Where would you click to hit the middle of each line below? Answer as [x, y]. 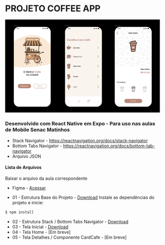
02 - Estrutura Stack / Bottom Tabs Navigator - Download [70, 221]
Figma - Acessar [29, 188]
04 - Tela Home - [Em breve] [41, 232]
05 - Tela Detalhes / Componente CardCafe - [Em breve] [69, 237]
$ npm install [20, 212]
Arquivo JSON [27, 156]
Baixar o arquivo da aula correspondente [46, 178]
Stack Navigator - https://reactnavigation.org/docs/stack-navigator [80, 140]
